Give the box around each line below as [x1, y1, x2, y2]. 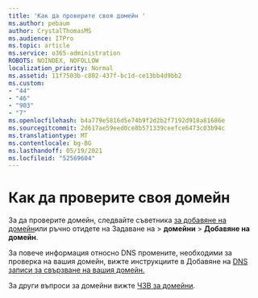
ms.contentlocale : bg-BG [8, 139, 92, 147]
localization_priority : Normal [8, 64, 114, 72]
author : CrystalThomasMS [8, 27, 92, 35]
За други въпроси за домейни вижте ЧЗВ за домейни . [8, 281, 196, 291]
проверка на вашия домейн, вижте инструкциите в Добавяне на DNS [8, 257, 248, 267]
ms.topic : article [8, 42, 70, 50]
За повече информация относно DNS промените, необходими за [8, 248, 232, 258]
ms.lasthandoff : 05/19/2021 [8, 147, 103, 155]
